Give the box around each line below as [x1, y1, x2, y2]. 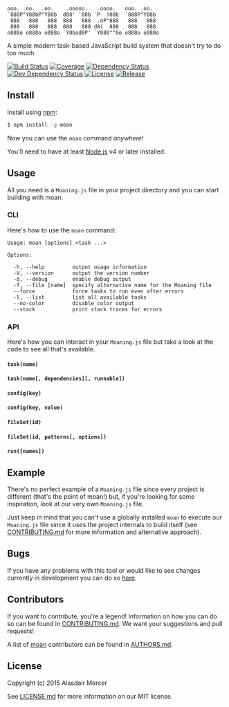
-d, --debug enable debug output [13, 275, 131, 282]
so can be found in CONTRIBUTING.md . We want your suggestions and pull [7, 619, 223, 627]
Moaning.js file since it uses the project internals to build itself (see [7, 521, 198, 529]
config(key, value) [7, 404, 64, 412]
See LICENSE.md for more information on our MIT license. [7, 692, 173, 700]
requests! [7, 627, 35, 635]
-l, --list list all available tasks [13, 293, 147, 301]
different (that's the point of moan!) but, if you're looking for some [7, 493, 195, 501]
